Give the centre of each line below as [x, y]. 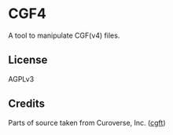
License [28, 60]
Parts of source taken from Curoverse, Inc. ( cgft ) [87, 122]
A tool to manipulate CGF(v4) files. [64, 35]
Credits [27, 104]
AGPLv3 [21, 78]
